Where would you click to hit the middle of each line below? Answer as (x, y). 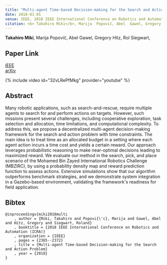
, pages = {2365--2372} (39, 240)
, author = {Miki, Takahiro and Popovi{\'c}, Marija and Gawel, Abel (88, 219)
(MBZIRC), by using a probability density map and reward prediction (75, 166)
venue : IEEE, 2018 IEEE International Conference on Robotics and (75, 19)
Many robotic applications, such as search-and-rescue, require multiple (79, 108)
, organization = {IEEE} (40, 236)
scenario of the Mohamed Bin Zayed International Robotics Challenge (76, 161)
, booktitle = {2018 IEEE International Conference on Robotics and (86, 227)
